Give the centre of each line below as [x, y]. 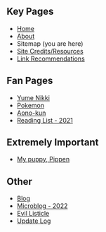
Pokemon [31, 105]
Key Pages [30, 12]
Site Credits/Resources [50, 51]
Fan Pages [30, 81]
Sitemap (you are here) [50, 43]
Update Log [34, 221]
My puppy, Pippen [43, 159]
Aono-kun [31, 113]
